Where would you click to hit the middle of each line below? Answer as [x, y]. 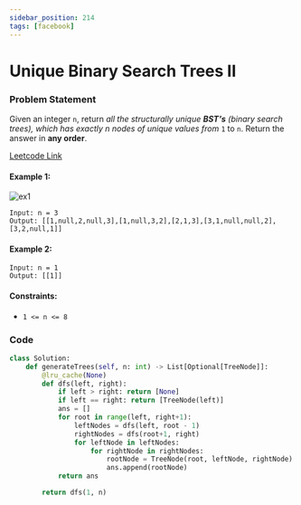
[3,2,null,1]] [36, 229]
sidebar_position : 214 [52, 18]
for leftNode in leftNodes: [127, 443]
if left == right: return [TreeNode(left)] [141, 400]
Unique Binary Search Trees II [123, 71]
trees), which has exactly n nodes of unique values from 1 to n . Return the [147, 129]
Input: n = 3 [34, 214]
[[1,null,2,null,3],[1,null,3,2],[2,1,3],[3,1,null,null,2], [160, 221]
